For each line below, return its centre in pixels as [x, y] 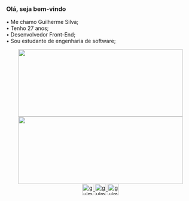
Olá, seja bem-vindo [36, 9]
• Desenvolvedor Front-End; [41, 35]
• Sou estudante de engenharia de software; [61, 41]
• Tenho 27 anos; [28, 28]
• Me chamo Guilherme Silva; [42, 22]
